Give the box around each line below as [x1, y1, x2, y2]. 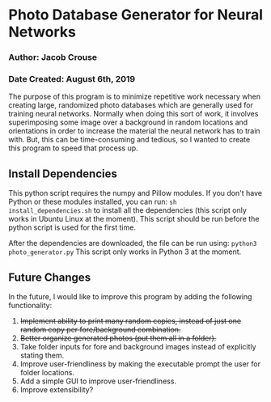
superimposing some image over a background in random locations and [8, 117, 248, 127]
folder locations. [19, 368, 75, 378]
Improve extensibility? [19, 385, 94, 395]
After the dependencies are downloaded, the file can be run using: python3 [8, 239, 257, 248]
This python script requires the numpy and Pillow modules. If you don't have [8, 188, 263, 198]
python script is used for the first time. [8, 222, 136, 232]
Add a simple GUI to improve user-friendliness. [19, 376, 176, 386]
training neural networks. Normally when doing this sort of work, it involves [8, 109, 259, 119]
